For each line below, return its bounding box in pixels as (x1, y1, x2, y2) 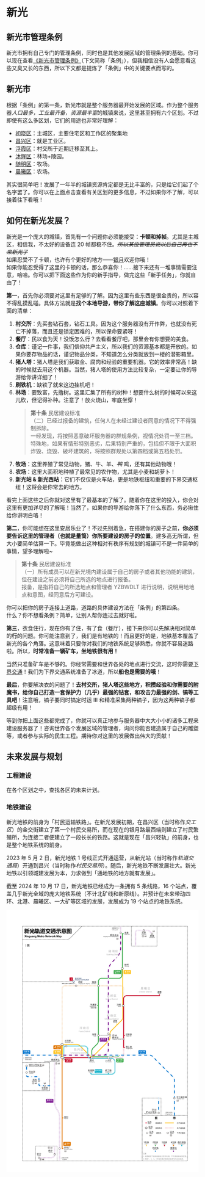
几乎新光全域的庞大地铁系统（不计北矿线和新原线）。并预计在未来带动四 (11, 889, 191, 897)
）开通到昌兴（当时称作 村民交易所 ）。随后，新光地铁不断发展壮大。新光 (17, 861, 196, 869)
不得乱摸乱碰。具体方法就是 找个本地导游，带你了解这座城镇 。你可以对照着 (6, 299, 193, 306)
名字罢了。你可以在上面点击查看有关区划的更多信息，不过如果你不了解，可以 (6, 188, 199, 195)
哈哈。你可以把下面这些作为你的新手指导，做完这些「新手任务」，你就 (16, 271, 191, 278)
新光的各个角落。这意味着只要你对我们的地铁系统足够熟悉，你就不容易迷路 (6, 639, 193, 647)
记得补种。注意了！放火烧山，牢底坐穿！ (36, 396, 138, 404)
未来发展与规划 (6, 751, 63, 762)
